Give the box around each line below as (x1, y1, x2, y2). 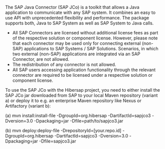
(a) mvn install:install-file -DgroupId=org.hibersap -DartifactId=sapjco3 (5, 113, 151, 119)
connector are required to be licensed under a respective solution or (12, 72, 153, 78)
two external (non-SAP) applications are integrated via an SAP (12, 51, 141, 57)
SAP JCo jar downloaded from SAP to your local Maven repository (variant (5, 92, 158, 98)
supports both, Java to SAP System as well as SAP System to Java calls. (5, 20, 154, 26)
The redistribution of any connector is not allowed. (12, 62, 116, 67)
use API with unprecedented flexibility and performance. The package (5, 15, 150, 20)
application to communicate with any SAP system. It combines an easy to (5, 9, 156, 15)
